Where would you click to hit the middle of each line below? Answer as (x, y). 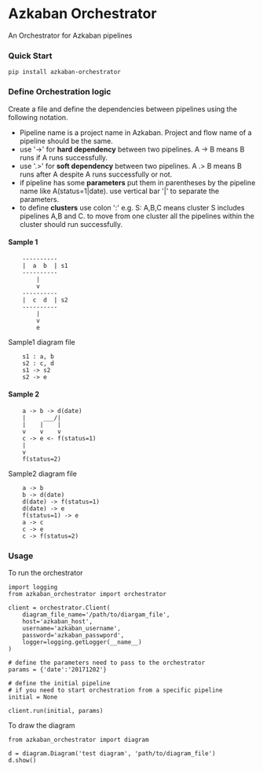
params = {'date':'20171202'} (58, 670)
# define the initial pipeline (59, 684)
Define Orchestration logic (60, 92)
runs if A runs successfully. (64, 157)
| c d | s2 (45, 300)
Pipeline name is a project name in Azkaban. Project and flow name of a (136, 132)
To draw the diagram (42, 725)
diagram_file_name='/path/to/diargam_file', (96, 615)
